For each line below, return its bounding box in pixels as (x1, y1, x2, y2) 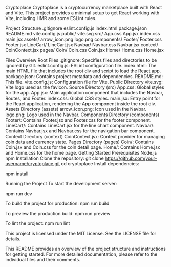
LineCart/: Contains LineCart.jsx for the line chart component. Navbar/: (5, 123, 155, 128)
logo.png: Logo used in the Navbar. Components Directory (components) (5, 111, 160, 118)
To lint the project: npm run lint (5, 220, 70, 226)
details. (5, 236, 21, 242)
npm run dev (5, 190, 32, 197)
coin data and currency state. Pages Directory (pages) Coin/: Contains (5, 139, 154, 145)
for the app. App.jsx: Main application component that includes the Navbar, (5, 90, 164, 96)
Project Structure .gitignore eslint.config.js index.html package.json (5, 25, 147, 31)
